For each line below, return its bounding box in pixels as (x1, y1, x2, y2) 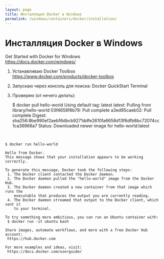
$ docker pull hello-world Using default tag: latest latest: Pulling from (12, 102, 151, 108)
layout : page (5, 7, 32, 12)
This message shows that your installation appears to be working (5, 155, 143, 160)
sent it (5, 202, 21, 207)
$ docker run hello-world (5, 142, 58, 147)
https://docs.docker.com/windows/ (5, 59, 76, 65)
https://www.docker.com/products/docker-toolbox (12, 74, 114, 79)
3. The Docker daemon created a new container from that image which (7, 185, 152, 190)
